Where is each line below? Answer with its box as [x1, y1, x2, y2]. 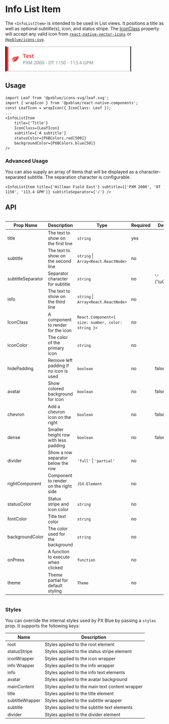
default [47, 583, 63, 589]
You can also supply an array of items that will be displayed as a [5, 169, 138, 175]
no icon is [47, 368, 68, 374]
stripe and [47, 501, 69, 507]
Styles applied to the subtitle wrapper [44, 697, 122, 703]
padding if [47, 363, 69, 369]
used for [47, 531, 65, 537]
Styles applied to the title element [44, 690, 114, 696]
